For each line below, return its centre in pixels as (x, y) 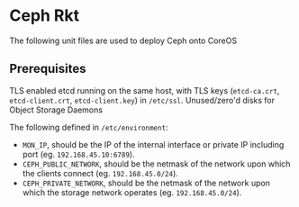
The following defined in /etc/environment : (89, 127)
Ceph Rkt (44, 16)
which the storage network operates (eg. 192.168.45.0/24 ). (132, 192)
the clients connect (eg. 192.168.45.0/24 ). (100, 173)
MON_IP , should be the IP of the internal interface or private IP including (153, 144)
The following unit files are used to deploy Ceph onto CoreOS (123, 40)
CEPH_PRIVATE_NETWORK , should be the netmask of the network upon (146, 183)
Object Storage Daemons (56, 110)
